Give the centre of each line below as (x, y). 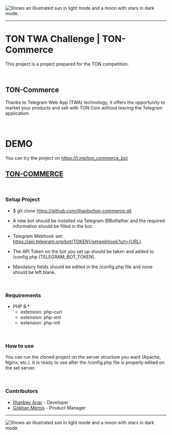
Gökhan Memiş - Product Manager (49, 408)
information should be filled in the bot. (53, 226)
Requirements (23, 295)
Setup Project (23, 200)
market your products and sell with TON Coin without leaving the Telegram (84, 107)
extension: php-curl (41, 312)
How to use (20, 346)
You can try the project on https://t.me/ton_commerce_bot (67, 158)
